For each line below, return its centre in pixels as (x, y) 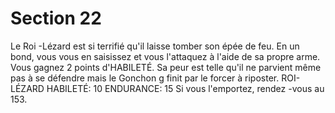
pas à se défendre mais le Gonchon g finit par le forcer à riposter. (145, 78)
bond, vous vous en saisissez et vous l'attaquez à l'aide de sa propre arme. (165, 56)
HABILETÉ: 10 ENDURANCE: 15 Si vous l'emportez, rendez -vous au (185, 88)
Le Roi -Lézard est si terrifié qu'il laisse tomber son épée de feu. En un (155, 46)
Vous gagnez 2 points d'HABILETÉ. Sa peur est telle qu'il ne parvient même (166, 67)
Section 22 (56, 18)
